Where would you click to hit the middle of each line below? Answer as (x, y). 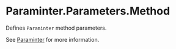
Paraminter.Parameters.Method (88, 11)
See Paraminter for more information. (53, 39)
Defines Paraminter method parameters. (56, 28)
